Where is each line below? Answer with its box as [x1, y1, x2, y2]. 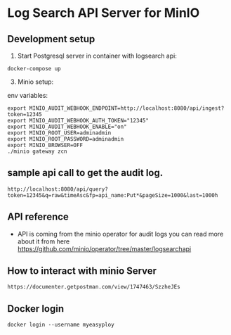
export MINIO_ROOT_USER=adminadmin [7, 129, 112, 137]
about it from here [17, 237, 70, 246]
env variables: [7, 91, 48, 99]
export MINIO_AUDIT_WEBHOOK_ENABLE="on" [7, 123, 128, 130]
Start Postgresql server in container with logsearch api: [17, 51, 177, 60]
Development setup [7, 33, 95, 45]
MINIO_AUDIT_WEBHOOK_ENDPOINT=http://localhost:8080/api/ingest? [29, 105, 225, 112]
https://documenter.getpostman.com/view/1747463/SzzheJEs [7, 284, 180, 291]
